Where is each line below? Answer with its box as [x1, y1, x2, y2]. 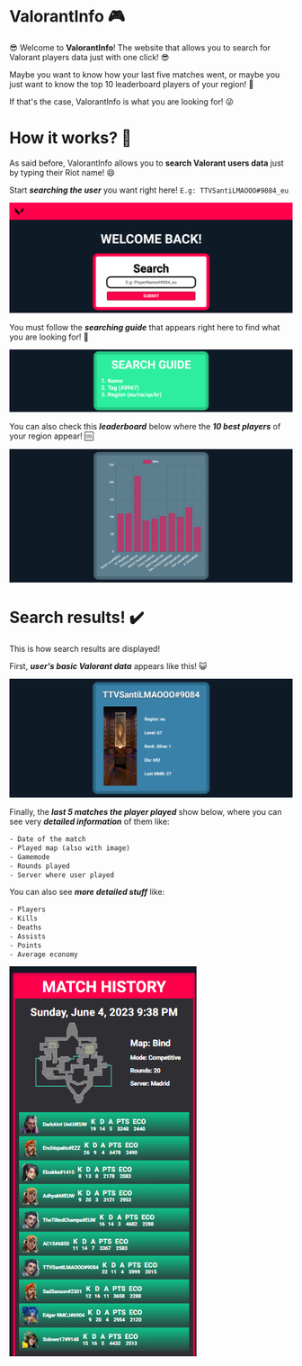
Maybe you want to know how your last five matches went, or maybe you [9, 68, 280, 80]
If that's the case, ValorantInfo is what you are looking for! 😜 [9, 95, 234, 107]
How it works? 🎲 [9, 128, 132, 149]
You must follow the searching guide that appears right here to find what [9, 321, 280, 332]
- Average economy [9, 950, 78, 959]
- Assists [9, 932, 47, 941]
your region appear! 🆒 [9, 430, 94, 441]
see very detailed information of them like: [9, 816, 170, 828]
